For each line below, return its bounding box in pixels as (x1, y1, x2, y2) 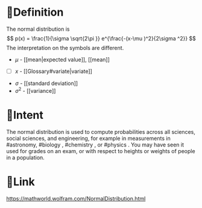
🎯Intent (6, 108, 44, 122)
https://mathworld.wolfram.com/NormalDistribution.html (6, 195, 146, 202)
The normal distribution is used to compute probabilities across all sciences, (6, 128, 196, 135)
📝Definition (6, 5, 64, 19)
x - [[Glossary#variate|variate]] (14, 68, 92, 75)
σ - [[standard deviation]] (14, 80, 78, 87)
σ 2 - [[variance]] (14, 86, 56, 94)
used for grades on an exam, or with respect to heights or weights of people (6, 147, 195, 154)
